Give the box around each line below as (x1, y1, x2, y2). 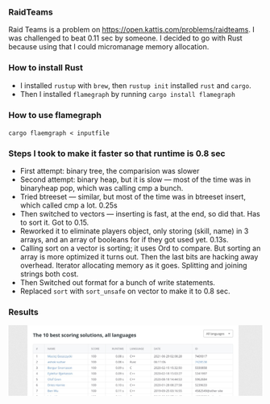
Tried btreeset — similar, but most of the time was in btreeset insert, (19, 192, 246, 202)
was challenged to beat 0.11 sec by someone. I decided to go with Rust (8, 33, 243, 43)
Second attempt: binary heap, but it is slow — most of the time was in (19, 175, 251, 184)
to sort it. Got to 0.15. (19, 217, 89, 228)
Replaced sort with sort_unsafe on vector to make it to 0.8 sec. (19, 286, 231, 297)
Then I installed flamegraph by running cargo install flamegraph (19, 89, 235, 99)
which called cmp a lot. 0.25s (19, 200, 118, 210)
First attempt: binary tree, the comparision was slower (19, 166, 200, 176)
